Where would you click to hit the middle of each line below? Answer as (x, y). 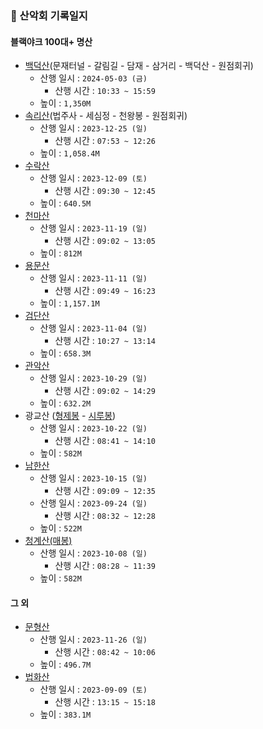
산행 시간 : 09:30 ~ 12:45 (105, 191)
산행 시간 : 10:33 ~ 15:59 (105, 91)
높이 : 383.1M (65, 714)
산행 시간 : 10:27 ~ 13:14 (105, 341)
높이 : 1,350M (65, 103)
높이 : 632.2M (65, 403)
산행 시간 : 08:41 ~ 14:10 (105, 441)
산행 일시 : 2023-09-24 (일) (93, 503)
